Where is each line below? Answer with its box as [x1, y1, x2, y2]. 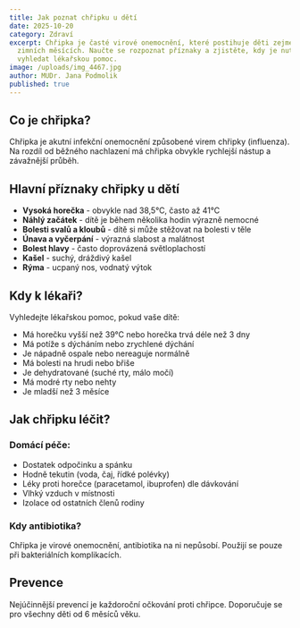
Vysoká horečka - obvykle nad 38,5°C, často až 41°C [21, 205, 221, 216]
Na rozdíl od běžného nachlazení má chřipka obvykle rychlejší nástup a [9, 146, 271, 157]
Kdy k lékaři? [9, 288, 83, 303]
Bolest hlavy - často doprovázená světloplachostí [21, 243, 206, 254]
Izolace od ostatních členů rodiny [21, 497, 145, 508]
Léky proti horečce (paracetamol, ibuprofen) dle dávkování [21, 478, 239, 488]
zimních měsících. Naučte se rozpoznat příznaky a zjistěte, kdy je [17, 47, 278, 55]
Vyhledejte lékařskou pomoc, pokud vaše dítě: [9, 312, 180, 323]
